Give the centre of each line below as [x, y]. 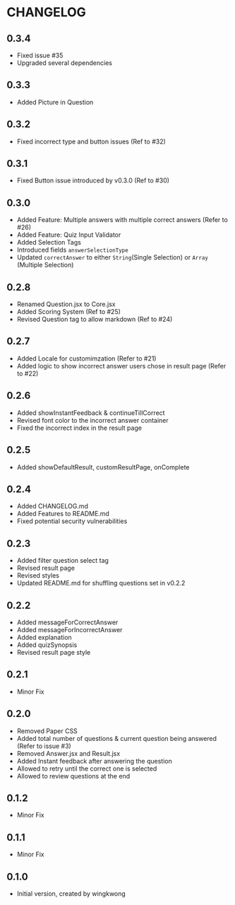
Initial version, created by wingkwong [71, 894]
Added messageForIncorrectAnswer [70, 629]
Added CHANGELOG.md [53, 506]
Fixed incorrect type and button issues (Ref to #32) [91, 141]
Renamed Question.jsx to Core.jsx [66, 304]
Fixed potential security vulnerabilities [72, 521]
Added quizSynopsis [47, 645]
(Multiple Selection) [45, 265]
